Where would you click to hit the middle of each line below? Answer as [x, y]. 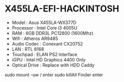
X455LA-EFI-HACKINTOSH [62, 9]
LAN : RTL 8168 [28, 49]
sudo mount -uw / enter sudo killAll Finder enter [54, 74]
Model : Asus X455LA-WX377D [44, 22]
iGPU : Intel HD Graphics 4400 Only [49, 59]
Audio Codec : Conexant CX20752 [47, 43]
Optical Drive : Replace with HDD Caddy [53, 65]
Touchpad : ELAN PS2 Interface [44, 54]
